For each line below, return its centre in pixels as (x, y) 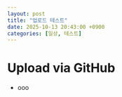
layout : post (26, 14)
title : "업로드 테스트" (38, 20)
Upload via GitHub (61, 68)
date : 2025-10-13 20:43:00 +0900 (56, 27)
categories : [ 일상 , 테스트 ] (45, 33)
